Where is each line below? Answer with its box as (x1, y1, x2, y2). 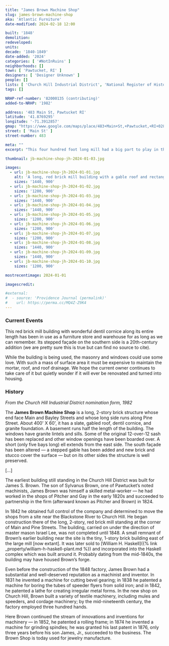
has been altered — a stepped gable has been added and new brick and (5, 447, 155, 453)
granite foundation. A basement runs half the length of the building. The (5, 426, 154, 432)
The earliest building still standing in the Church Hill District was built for (5, 477, 155, 483)
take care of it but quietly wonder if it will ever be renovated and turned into (5, 370, 162, 376)
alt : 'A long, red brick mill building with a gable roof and (14, 174, 147, 180)
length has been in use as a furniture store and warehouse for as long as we (5, 334, 163, 340)
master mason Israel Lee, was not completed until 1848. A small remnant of (5, 530, 161, 536)
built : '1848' (5, 31, 35, 36)
